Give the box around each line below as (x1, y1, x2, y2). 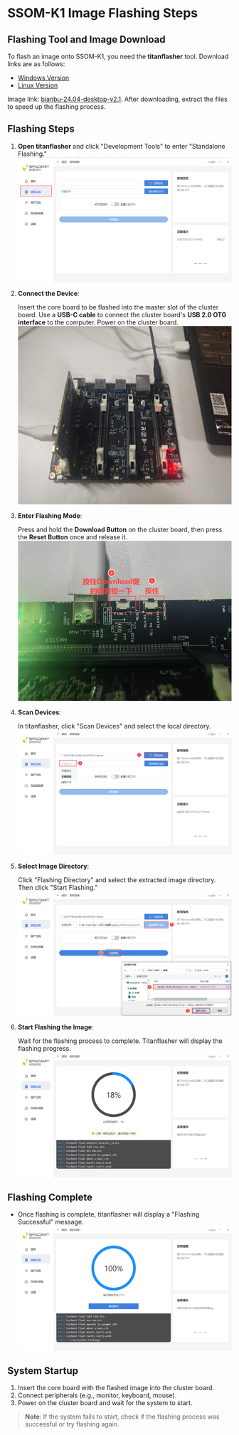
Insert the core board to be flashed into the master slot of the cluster (17, 303, 219, 312)
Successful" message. (17, 1218, 84, 1227)
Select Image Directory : (17, 862, 90, 870)
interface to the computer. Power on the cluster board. (17, 318, 179, 327)
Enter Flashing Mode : (17, 511, 83, 520)
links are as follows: (7, 60, 65, 68)
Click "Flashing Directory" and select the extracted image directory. (17, 875, 216, 884)
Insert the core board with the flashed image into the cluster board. (17, 1384, 215, 1392)
